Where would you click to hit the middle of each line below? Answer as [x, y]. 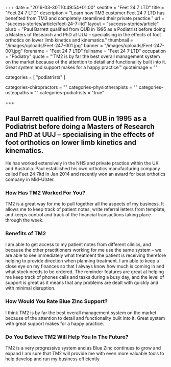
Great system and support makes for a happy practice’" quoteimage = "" [82, 67]
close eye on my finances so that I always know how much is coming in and [85, 267]
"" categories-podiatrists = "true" [69, 93]
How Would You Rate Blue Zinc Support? [57, 301]
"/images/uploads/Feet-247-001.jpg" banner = [54, 45]
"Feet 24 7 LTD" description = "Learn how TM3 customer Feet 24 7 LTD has [85, 13]
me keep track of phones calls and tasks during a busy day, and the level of [85, 277]
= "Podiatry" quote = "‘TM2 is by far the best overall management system [83, 56]
